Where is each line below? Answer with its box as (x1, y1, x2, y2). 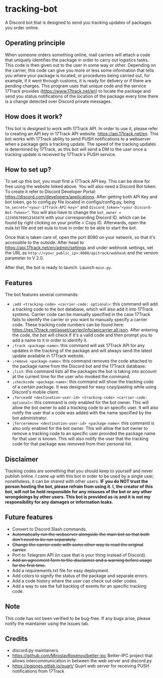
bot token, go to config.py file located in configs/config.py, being (5, 199, 135, 205)
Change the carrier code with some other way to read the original (12, 542, 144, 547)
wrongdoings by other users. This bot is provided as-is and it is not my (5, 494, 151, 500)
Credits (5, 635, 28, 643)
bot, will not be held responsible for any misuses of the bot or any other (5, 489, 152, 494)
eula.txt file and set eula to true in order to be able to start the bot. (5, 225, 137, 231)
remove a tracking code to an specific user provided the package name (12, 430, 156, 437)
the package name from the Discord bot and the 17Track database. (12, 363, 146, 369)
